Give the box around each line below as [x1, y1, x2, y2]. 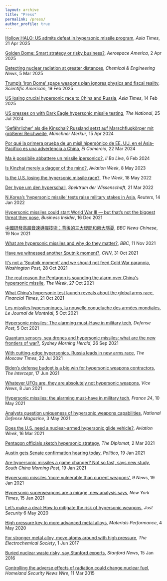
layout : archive [5, 7, 39, 13]
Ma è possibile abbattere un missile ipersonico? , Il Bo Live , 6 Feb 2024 [5, 155, 150, 161]
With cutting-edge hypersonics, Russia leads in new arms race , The [5, 350, 145, 356]
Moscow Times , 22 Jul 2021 [5, 355, 63, 361]
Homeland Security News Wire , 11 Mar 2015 [5, 570, 95, 576]
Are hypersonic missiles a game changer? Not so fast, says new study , [5, 460, 151, 466]
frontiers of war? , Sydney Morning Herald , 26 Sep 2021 [5, 340, 119, 346]
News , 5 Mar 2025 [5, 71, 43, 77]
